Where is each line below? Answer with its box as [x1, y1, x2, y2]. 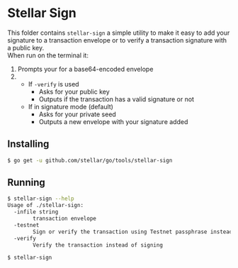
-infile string [13, 208, 59, 216]
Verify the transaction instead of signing [33, 241, 163, 249]
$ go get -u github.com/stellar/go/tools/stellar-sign [7, 157, 173, 164]
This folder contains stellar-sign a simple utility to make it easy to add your [7, 28, 230, 37]
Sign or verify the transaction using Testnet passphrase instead [33, 228, 233, 235]
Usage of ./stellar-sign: [7, 202, 84, 209]
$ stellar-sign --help [7, 195, 74, 203]
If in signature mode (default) [28, 102, 113, 111]
